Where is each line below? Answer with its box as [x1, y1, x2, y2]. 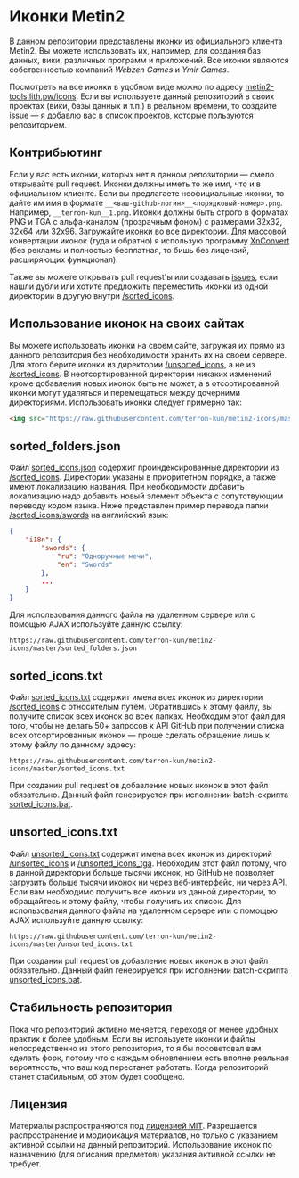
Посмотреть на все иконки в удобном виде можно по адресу [9, 81, 244, 92]
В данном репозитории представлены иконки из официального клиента [9, 36, 283, 46]
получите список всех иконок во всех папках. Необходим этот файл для [9, 711, 286, 721]
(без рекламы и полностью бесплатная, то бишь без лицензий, [9, 244, 249, 255]
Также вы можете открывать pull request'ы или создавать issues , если [9, 271, 279, 282]
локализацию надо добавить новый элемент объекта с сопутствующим [9, 490, 284, 501]
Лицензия [9, 1097, 68, 1112]
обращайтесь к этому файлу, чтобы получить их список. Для [9, 895, 242, 906]
